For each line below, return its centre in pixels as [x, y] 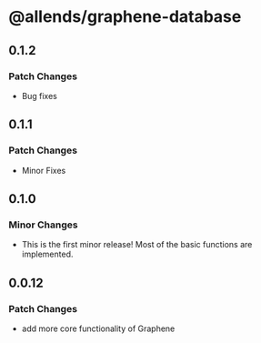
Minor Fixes [44, 170]
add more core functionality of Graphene [98, 328]
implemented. [47, 254]
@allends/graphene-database [125, 17]
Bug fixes [40, 96]
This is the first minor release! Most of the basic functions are [137, 245]
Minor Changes [43, 225]
